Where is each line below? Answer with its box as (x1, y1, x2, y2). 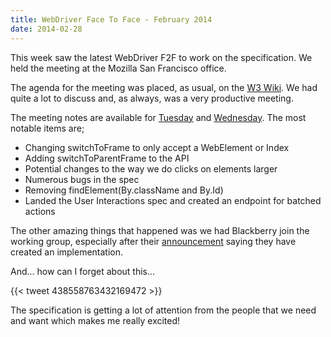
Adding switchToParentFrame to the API (24, 152, 190, 164)
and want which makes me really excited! (10, 314, 181, 326)
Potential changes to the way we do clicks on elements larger (24, 162, 278, 175)
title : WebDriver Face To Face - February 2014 (10, 14, 213, 25)
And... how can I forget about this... (10, 265, 156, 277)
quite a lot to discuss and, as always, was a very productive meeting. (10, 92, 294, 104)
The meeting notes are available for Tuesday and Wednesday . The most (10, 111, 307, 123)
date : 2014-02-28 (10, 24, 83, 34)
